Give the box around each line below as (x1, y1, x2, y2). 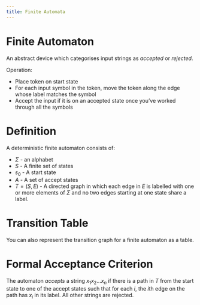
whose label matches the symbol (14, 91, 96, 98)
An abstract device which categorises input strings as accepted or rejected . (6, 55, 193, 62)
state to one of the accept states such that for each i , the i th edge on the (6, 285, 185, 292)
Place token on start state (14, 77, 78, 85)
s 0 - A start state (14, 169, 56, 177)
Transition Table (6, 217, 89, 230)
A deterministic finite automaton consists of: (6, 144, 116, 151)
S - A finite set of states (14, 162, 74, 169)
